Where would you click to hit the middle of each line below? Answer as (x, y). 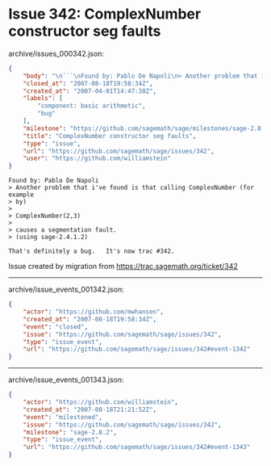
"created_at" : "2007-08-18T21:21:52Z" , (90, 409)
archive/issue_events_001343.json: (66, 380)
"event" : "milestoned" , (63, 417)
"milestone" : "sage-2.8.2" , (70, 432)
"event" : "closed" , (56, 327)
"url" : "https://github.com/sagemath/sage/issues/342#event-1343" (137, 447)
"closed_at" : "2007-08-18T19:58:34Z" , (88, 83)
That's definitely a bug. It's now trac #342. (92, 251)
